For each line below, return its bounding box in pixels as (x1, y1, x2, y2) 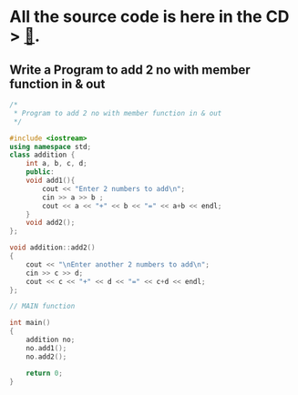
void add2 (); (26, 218, 76, 228)
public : (26, 167, 55, 177)
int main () (9, 319, 51, 328)
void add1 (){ (26, 176, 76, 185)
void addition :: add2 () (9, 243, 96, 252)
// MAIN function (9, 302, 76, 311)
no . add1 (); (26, 343, 67, 352)
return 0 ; (26, 369, 64, 378)
